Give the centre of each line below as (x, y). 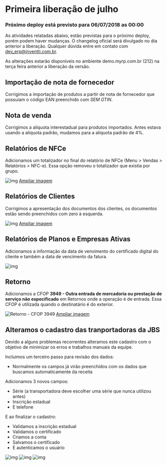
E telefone (23, 407)
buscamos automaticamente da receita (52, 372)
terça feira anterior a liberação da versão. (48, 66)
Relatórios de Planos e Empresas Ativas (68, 239)
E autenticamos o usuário (38, 448)
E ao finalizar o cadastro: (31, 417)
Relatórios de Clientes (40, 197)
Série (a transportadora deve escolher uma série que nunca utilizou (82, 391)
